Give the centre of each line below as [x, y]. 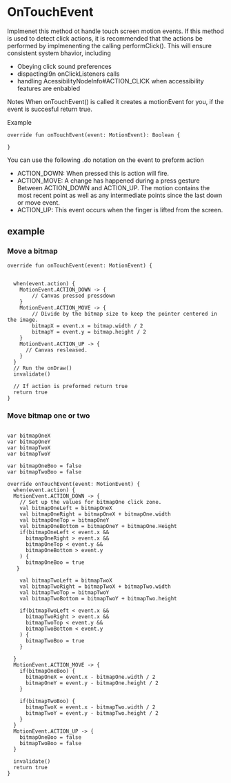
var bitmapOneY [29, 442]
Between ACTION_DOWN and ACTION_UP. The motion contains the [113, 187]
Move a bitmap [32, 251]
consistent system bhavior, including [59, 53]
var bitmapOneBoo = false [44, 466]
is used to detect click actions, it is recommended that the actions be [105, 38]
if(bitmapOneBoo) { [48, 671]
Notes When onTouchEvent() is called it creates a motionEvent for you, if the [115, 101]
